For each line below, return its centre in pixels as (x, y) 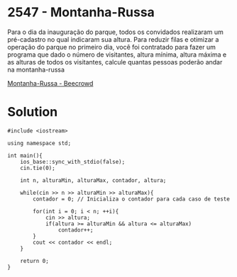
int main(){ (25, 156)
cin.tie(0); (38, 168)
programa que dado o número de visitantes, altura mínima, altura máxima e (117, 55)
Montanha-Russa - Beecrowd (50, 83)
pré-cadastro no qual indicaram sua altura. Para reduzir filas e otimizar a (113, 39)
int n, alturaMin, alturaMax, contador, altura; (93, 180)
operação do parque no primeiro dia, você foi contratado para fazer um (112, 47)
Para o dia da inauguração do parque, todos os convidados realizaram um (115, 32)
